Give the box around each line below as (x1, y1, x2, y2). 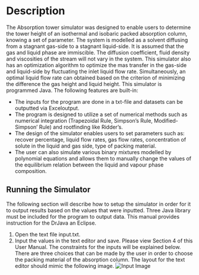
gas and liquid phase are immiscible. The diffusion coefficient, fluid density (6, 49, 190, 56)
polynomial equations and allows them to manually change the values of (14, 155, 192, 162)
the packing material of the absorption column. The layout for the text (14, 256, 185, 263)
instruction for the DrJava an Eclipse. (6, 219, 97, 226)
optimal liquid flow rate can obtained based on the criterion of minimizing (6, 74, 185, 81)
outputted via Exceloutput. (14, 104, 80, 111)
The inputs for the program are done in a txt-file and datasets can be (14, 98, 183, 105)
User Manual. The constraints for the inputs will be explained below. (14, 243, 181, 250)
